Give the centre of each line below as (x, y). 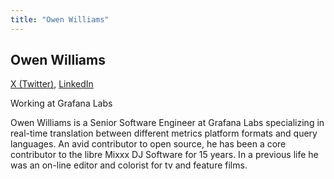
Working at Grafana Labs (61, 103)
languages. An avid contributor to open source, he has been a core (148, 144)
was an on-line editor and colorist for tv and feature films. (129, 165)
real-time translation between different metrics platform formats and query (164, 133)
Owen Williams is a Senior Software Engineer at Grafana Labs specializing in (167, 123)
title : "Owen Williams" (60, 19)
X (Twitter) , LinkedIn (52, 84)
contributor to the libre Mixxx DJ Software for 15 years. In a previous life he (164, 155)
